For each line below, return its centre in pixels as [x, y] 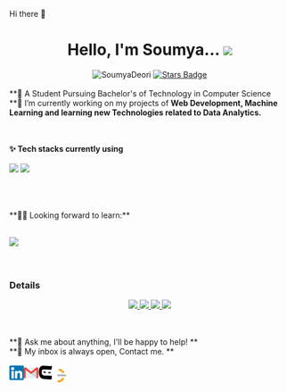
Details [25, 285]
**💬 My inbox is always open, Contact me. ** [92, 352]
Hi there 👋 [28, 14]
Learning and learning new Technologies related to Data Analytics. [135, 113]
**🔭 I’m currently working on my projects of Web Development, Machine [143, 103]
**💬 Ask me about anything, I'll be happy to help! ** [104, 342]
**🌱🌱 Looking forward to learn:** [70, 215]
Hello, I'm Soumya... [143, 50]
